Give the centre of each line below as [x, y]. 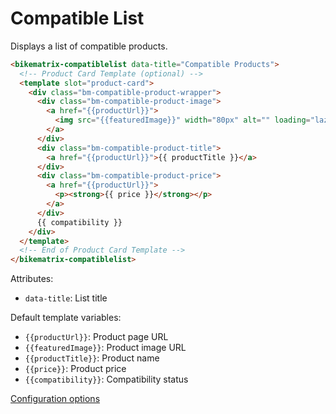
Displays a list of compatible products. [89, 46]
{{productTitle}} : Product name [92, 358]
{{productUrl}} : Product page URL [96, 337]
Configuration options [55, 399]
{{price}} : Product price [75, 369]
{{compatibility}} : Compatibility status [106, 379]
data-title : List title [66, 298]
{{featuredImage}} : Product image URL [105, 348]
